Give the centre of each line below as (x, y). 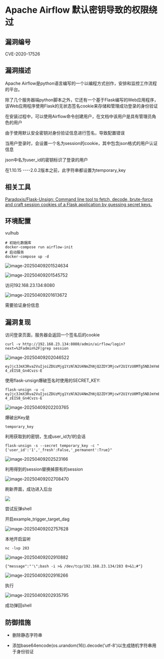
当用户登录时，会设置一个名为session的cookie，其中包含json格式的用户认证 (81, 143)
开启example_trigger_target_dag (37, 519)
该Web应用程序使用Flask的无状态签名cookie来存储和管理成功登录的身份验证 (82, 106)
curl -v (13, 344)
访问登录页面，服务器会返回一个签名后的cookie (52, 335)
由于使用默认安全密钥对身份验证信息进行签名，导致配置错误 (65, 133)
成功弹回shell (18, 606)
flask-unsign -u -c (25, 390)
